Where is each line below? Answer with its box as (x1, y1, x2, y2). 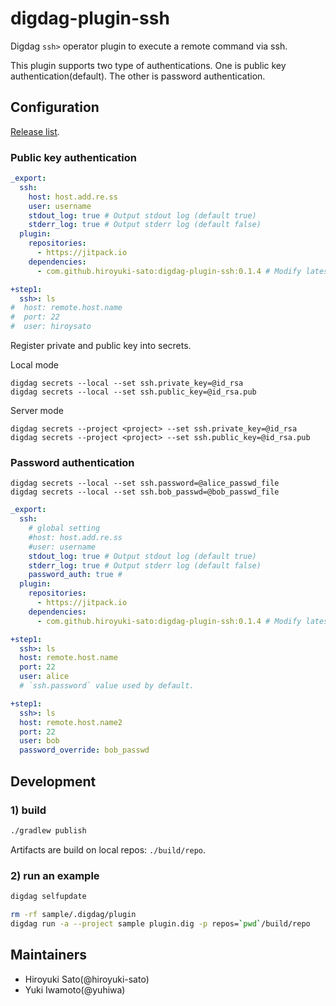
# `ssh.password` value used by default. (19, 681, 195, 691)
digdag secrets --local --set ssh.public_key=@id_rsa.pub (10, 387, 257, 397)
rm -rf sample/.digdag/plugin (10, 909, 137, 919)
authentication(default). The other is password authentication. (10, 70, 266, 82)
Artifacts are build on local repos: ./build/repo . (10, 843, 207, 856)
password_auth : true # (28, 570, 123, 580)
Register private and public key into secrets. (10, 340, 192, 352)
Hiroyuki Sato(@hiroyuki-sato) (24, 973, 150, 985)
